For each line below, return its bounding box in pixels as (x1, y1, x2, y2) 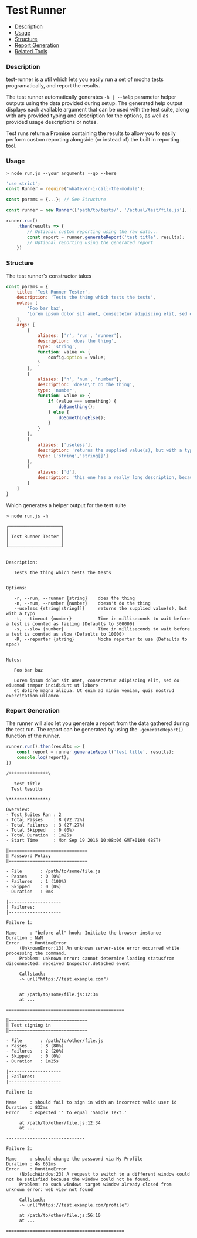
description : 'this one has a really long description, (37, 475, 177, 481)
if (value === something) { (47, 398, 117, 404)
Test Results (11, 786, 43, 792)
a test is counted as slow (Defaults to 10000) (6, 631, 125, 637)
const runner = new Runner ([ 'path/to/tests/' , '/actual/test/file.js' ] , (6, 207, 188, 213)
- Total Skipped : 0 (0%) (6, 827, 75, 833)
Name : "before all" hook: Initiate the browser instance (6, 930, 161, 936)
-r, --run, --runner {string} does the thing (13, 595, 135, 601)
